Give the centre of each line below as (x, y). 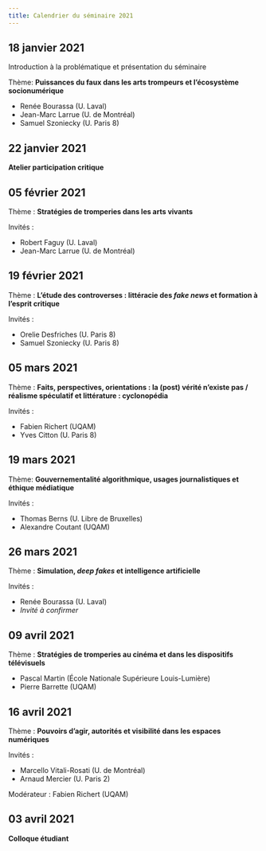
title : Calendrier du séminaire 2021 (71, 16)
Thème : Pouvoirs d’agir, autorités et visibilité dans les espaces (115, 731)
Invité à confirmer (49, 611)
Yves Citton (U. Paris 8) (58, 435)
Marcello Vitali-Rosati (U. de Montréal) (82, 770)
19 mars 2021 (42, 460)
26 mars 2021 (43, 551)
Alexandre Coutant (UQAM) (65, 527)
